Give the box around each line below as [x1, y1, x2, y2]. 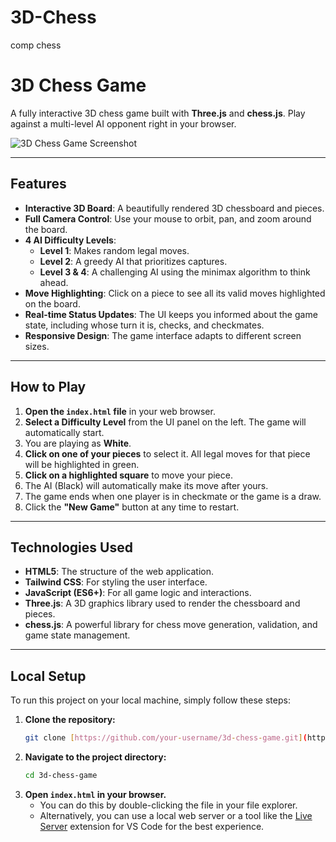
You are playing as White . [24, 437, 132, 449]
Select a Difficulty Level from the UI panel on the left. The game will [24, 416, 307, 428]
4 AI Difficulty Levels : [24, 234, 117, 246]
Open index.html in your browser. [24, 788, 167, 800]
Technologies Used [10, 539, 133, 556]
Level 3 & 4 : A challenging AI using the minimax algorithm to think [39, 266, 311, 278]
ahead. [39, 276, 69, 288]
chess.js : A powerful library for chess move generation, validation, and [24, 619, 318, 631]
